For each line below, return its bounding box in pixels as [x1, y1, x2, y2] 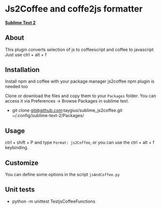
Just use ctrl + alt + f [5, 52, 47, 58]
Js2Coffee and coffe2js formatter [5, 3, 143, 15]
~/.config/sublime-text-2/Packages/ [12, 113, 84, 119]
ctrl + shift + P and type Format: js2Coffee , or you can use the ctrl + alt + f [5, 139, 155, 146]
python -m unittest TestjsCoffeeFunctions [12, 198, 96, 204]
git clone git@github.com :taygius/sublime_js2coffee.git [12, 107, 123, 113]
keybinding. [5, 145, 29, 150]
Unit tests [5, 185, 35, 194]
